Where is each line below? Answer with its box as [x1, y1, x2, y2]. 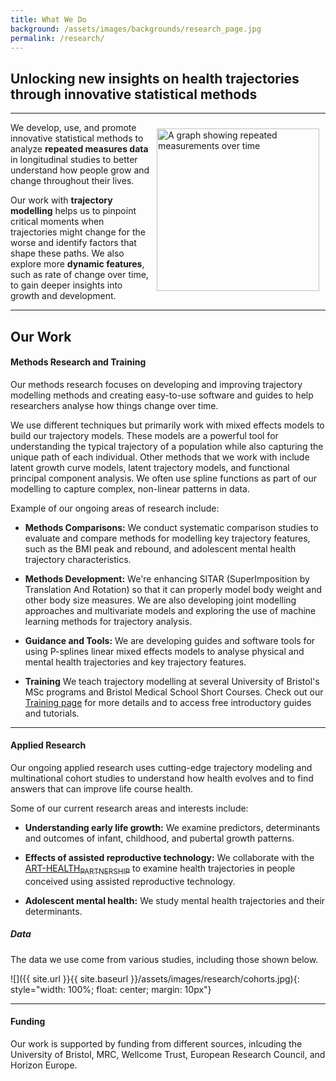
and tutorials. [24, 707, 80, 719]
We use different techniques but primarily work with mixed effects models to [10, 419, 325, 431]
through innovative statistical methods [10, 86, 258, 103]
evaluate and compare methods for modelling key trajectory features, [24, 532, 311, 544]
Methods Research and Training [10, 356, 147, 368]
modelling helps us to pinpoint [10, 205, 137, 217]
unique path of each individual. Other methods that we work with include [10, 451, 310, 463]
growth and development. [10, 290, 117, 302]
